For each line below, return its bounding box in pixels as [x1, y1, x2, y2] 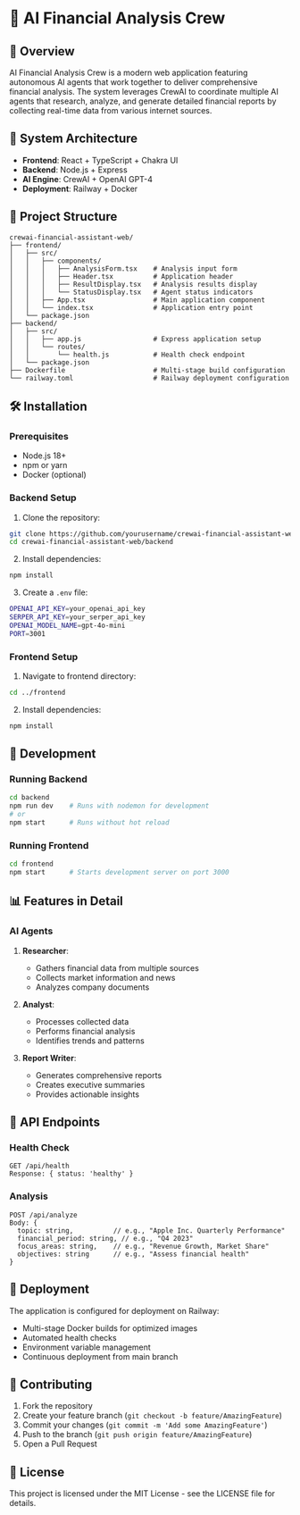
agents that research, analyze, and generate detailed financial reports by [9, 96, 277, 106]
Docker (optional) [21, 469, 87, 481]
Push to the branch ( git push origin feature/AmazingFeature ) [21, 1429, 253, 1440]
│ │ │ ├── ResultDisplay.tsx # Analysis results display [9, 280, 257, 289]
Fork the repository [21, 1401, 94, 1411]
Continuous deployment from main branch [21, 1351, 179, 1361]
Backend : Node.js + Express [21, 164, 128, 175]
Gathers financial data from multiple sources [35, 962, 199, 973]
